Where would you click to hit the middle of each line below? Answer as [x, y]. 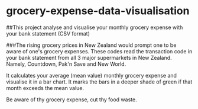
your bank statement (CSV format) [48, 33]
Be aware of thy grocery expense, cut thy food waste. [72, 100]
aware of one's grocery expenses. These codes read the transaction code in [99, 51]
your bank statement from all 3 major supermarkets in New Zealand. [89, 57]
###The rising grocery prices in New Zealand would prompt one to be [91, 45]
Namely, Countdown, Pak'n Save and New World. [66, 64]
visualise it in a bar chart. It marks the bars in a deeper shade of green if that [99, 82]
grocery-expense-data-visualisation [98, 11]
